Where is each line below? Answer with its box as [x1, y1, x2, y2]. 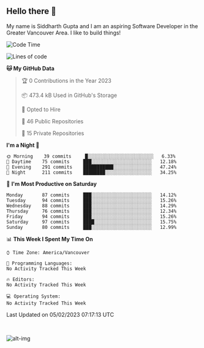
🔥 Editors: [6, 276, 35, 282]
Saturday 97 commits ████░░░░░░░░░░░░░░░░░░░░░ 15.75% [6, 218, 176, 225]
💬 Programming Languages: [6, 260, 72, 266]
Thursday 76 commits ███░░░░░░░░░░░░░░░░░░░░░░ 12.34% [6, 208, 176, 214]
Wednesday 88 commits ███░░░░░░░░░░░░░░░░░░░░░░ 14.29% [6, 203, 176, 209]
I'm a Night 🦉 [6, 141, 40, 149]
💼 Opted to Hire [21, 106, 61, 113]
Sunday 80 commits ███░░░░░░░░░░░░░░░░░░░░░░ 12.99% [6, 224, 176, 230]
